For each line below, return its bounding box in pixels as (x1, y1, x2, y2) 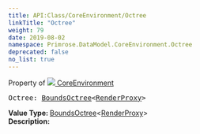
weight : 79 (8, 26, 44, 34)
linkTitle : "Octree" (8, 19, 77, 27)
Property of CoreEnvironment (8, 78, 115, 87)
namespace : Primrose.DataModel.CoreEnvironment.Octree (8, 41, 193, 49)
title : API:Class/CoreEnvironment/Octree (8, 11, 147, 20)
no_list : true (8, 56, 55, 64)
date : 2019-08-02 (8, 33, 66, 42)
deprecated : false (8, 48, 69, 56)
